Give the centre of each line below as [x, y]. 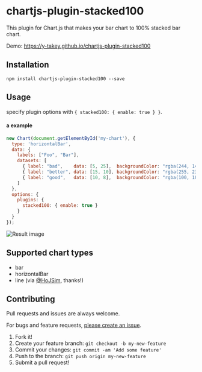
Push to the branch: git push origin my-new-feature [80, 356]
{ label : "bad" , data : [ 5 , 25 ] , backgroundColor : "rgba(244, [106, 166]
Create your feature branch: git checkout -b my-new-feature [90, 343]
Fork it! [24, 337]
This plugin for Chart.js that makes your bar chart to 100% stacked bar [93, 28]
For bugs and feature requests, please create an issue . [74, 325]
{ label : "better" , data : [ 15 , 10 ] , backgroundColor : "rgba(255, [106, 172]
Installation [28, 65]
